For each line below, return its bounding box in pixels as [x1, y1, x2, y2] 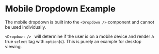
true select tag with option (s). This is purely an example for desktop [5, 38, 142, 44]
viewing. [5, 43, 22, 49]
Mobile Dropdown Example [5, 3, 116, 14]
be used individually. [5, 24, 46, 30]
